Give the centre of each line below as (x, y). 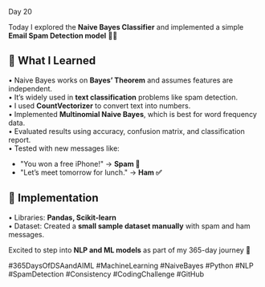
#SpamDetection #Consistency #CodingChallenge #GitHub (106, 274)
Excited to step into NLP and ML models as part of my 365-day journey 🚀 (130, 250)
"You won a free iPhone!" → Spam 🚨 (80, 164)
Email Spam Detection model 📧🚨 (63, 36)
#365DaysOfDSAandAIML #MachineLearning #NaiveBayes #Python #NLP (131, 265)
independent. (31, 88)
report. (20, 139)
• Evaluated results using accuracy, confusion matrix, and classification (126, 131)
